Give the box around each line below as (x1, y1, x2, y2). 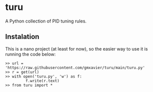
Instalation (5, 32, 39, 41)
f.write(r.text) (25, 78, 59, 83)
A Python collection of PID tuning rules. (5, 18, 87, 24)
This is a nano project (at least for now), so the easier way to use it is (5, 45, 148, 51)
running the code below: (5, 51, 56, 57)
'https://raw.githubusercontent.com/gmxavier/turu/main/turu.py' (5, 65, 145, 70)
